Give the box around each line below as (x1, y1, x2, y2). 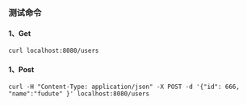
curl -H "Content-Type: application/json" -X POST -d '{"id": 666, (8, 83, 241, 91)
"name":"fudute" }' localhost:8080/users (8, 90, 150, 98)
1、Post (8, 64, 35, 74)
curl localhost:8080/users (8, 46, 99, 55)
